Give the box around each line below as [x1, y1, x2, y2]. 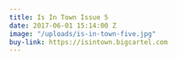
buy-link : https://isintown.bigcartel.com [9, 37, 168, 47]
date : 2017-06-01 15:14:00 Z [9, 21, 117, 30]
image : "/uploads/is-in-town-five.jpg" [9, 29, 157, 38]
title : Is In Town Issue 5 [9, 12, 109, 22]
